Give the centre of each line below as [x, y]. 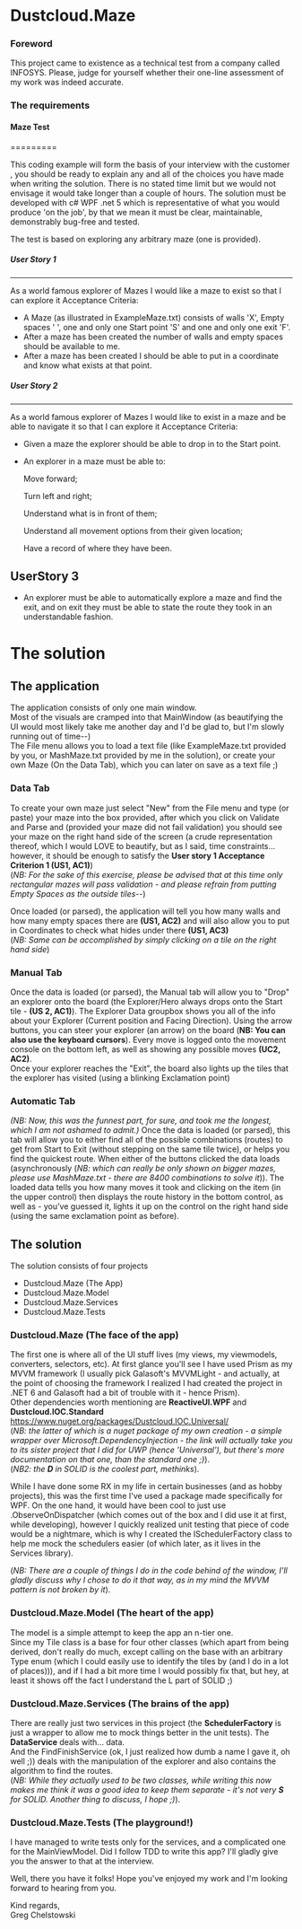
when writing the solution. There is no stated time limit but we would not [143, 183]
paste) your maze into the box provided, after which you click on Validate [145, 817]
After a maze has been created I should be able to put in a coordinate [151, 355]
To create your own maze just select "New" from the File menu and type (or [150, 808]
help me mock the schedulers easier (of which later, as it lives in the [135, 1544]
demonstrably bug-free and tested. [75, 222]
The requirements [50, 106]
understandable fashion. [68, 617]
